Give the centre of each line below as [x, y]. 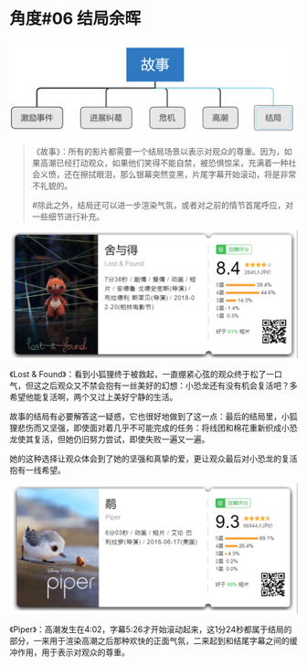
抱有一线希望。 [37, 470]
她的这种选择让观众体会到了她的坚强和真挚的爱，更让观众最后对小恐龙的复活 [153, 459]
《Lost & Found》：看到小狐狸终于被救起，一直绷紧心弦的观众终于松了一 [142, 375]
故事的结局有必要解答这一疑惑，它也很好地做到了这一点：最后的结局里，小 [149, 417]
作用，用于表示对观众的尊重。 [73, 652]
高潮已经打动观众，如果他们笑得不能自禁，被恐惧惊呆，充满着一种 [164, 163]
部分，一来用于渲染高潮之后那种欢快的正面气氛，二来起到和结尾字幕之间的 [149, 640]
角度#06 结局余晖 [75, 19]
